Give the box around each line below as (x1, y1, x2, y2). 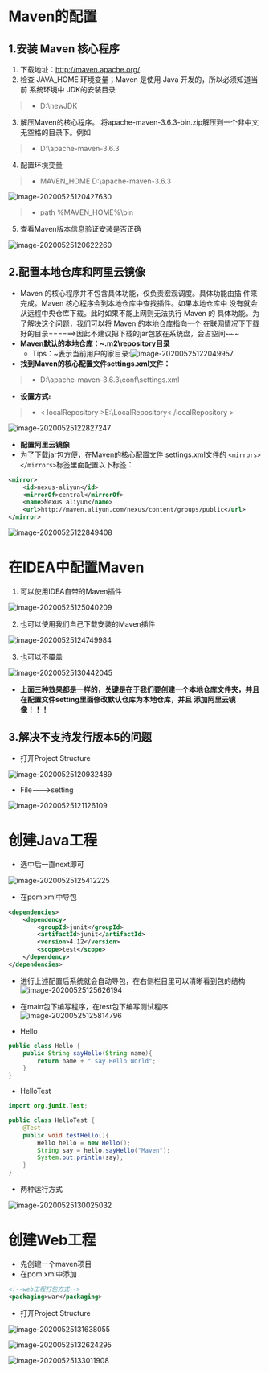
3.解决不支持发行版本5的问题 (8, 730, 153, 744)
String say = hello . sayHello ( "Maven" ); (37, 1146, 171, 1154)
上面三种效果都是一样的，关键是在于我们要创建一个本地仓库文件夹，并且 (19, 684, 259, 694)
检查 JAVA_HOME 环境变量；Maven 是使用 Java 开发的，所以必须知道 (19, 75, 251, 84)
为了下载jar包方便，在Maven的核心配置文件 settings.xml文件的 (19, 450, 227, 459)
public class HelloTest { (8, 1116, 95, 1124)
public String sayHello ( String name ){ (22, 1049, 153, 1058)
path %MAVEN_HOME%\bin (39, 208, 134, 217)
